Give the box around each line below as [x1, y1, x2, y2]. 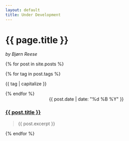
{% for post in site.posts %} [5, 61, 64, 67]
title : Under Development [5, 12, 61, 17]
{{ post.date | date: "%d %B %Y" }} [48, 96, 124, 102]
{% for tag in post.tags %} [5, 71, 61, 77]
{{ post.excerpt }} [17, 121, 56, 127]
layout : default [5, 7, 40, 13]
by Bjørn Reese [5, 51, 38, 57]
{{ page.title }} [5, 34, 69, 46]
